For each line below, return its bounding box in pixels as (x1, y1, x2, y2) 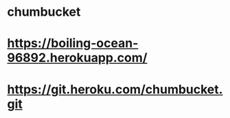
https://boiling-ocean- (7, 36, 139, 51)
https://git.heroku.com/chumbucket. (7, 82, 223, 97)
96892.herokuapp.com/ (7, 50, 148, 66)
